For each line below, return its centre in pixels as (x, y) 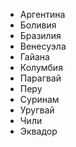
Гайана (34, 57)
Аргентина (42, 14)
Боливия (38, 25)
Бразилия (40, 35)
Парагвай (40, 78)
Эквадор (38, 131)
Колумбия (41, 67)
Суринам (39, 99)
